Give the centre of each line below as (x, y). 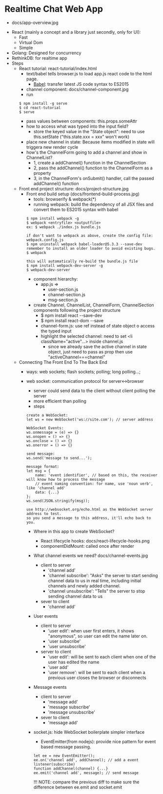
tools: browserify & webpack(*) (65, 199)
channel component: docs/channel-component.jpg (77, 89)
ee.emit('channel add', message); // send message (86, 773)
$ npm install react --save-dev (71, 315)
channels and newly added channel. (84, 585)
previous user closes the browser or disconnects (97, 677)
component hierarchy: (56, 279)
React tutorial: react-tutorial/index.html (58, 68)
